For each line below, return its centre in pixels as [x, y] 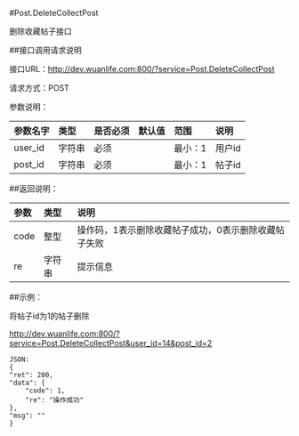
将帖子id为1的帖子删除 [49, 316]
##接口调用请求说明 [45, 50]
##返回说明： [34, 189]
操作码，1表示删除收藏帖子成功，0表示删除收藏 [176, 230]
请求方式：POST [39, 88]
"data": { [28, 383]
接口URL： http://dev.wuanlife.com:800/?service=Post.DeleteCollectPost [142, 69]
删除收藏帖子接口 [40, 31]
